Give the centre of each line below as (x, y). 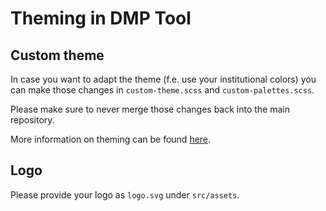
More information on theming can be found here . (111, 139)
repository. (32, 120)
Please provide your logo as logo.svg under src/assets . (125, 194)
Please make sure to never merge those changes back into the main (150, 109)
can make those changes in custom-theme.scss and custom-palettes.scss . (162, 90)
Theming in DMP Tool (101, 18)
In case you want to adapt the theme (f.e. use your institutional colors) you (163, 79)
